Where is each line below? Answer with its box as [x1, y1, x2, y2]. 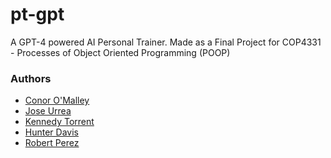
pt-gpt [10, 3, 65, 26]
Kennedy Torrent [24, 116, 95, 128]
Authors [10, 71, 52, 85]
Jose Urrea [24, 105, 72, 117]
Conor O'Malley [24, 94, 90, 107]
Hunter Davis [24, 126, 79, 138]
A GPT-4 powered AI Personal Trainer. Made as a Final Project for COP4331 [10, 36, 322, 48]
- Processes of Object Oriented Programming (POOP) [10, 46, 231, 58]
